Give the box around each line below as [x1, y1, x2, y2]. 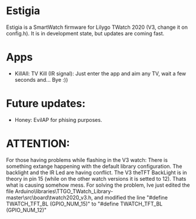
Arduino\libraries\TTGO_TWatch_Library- [15, 187, 114, 195]
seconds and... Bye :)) [14, 76, 68, 83]
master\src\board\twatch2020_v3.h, [6, 194, 93, 201]
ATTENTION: [6, 137, 70, 150]
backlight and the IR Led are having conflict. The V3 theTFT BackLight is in [6, 169, 187, 176]
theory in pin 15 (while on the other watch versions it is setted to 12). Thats [6, 175, 187, 182]
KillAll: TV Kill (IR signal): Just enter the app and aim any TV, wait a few [14, 69, 187, 77]
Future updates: [6, 97, 86, 110]
